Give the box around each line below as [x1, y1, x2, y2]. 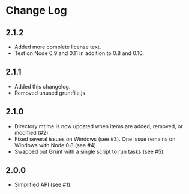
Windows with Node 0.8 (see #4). [14, 141, 98, 148]
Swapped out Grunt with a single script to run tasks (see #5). [14, 148, 166, 155]
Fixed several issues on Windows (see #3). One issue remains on [14, 135, 176, 143]
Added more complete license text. [14, 43, 101, 50]
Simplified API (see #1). [14, 181, 72, 189]
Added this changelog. [14, 83, 71, 90]
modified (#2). [14, 129, 50, 136]
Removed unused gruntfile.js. [14, 89, 87, 96]
